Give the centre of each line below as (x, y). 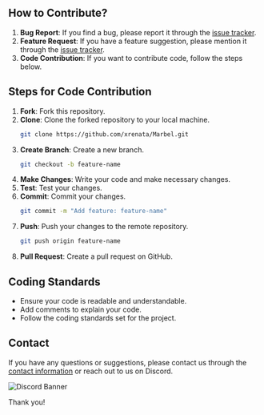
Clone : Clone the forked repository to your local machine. (115, 119)
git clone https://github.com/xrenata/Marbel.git (104, 134)
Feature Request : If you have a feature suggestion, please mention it (133, 41)
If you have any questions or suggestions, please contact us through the (128, 362)
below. (31, 66)
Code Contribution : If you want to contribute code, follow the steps (131, 58)
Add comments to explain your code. (80, 309)
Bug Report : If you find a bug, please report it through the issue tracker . (138, 32)
